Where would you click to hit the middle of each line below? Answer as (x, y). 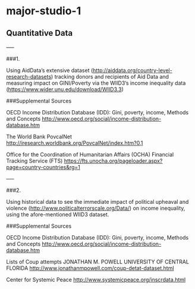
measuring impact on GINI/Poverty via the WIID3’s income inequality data (96, 83)
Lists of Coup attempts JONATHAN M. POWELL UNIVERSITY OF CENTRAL (97, 262)
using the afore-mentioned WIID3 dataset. (58, 215)
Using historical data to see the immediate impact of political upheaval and (97, 202)
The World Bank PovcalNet (39, 136)
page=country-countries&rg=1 (43, 167)
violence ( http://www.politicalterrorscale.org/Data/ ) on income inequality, (96, 208)
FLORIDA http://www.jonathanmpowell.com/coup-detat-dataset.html (90, 268)
